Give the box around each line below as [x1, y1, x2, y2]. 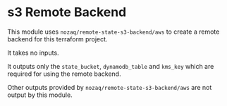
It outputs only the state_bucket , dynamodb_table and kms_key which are [7, 62, 214, 70]
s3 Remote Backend [7, 4, 127, 20]
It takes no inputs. [7, 48, 59, 57]
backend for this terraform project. [7, 34, 108, 43]
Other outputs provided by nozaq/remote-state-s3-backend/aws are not [7, 83, 212, 91]
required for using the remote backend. [7, 69, 121, 78]
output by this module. [7, 91, 73, 99]
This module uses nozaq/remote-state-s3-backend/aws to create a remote [7, 27, 220, 36]
